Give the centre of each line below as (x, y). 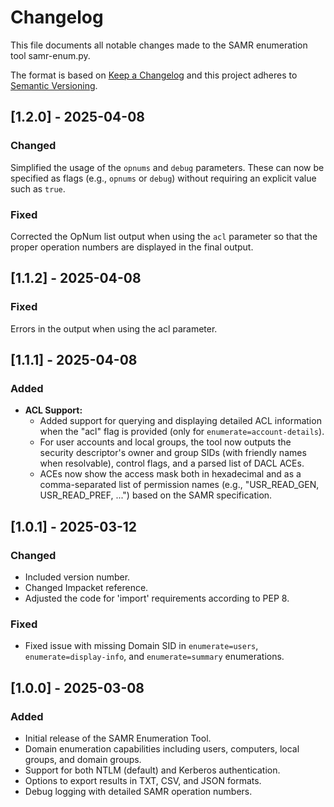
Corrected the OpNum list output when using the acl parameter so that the (164, 236)
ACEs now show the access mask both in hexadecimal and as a (170, 474)
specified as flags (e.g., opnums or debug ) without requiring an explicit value (163, 178)
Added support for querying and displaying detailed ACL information (180, 421)
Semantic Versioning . (54, 85)
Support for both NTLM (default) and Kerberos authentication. (152, 770)
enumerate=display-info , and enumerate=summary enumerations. (154, 657)
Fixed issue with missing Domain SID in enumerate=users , (141, 646)
